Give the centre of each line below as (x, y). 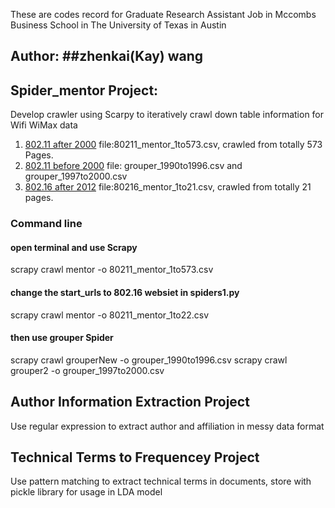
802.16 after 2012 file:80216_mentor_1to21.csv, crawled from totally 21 (168, 187)
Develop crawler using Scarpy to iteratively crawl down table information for (167, 115)
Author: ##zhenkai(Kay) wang (107, 56)
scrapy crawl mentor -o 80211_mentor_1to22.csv (110, 315)
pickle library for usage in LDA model (86, 492)
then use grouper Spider (62, 338)
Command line (46, 224)
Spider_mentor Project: (84, 90)
